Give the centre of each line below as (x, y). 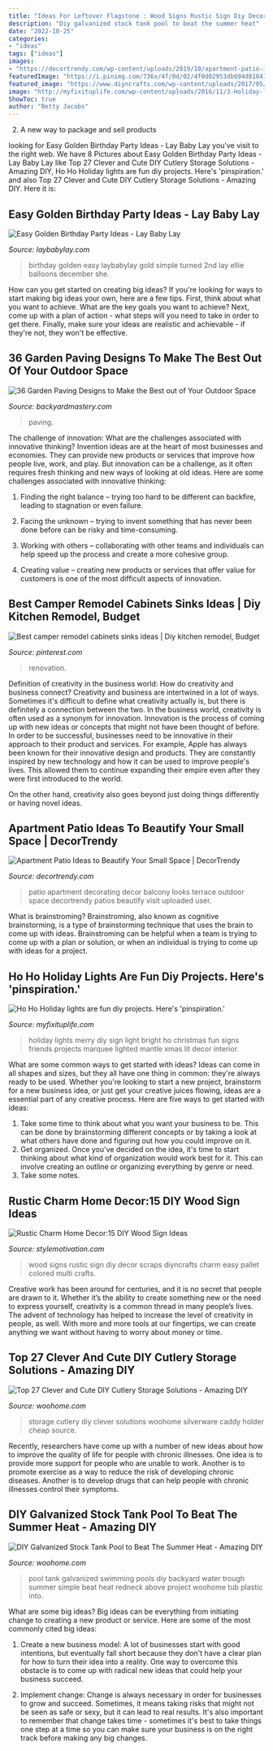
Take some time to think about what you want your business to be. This (139, 1124)
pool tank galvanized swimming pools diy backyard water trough (136, 1578)
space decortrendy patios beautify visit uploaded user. (120, 901)
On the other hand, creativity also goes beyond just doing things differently (134, 794)
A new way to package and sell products (88, 130)
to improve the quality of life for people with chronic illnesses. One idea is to (136, 1454)
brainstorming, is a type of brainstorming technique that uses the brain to (131, 925)
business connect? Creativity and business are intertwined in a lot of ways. (134, 692)
